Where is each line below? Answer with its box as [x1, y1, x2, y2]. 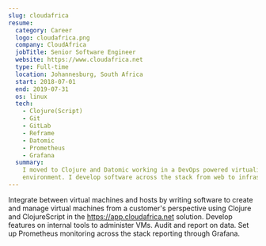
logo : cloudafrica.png [15, 33, 90, 42]
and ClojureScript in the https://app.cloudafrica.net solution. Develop [8, 211, 234, 221]
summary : [15, 159, 44, 167]
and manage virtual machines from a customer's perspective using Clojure [8, 203, 252, 213]
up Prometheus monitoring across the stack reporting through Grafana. [8, 229, 240, 238]
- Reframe [22, 129, 55, 137]
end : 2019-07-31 [15, 85, 69, 93]
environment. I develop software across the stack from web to [22, 173, 236, 182]
